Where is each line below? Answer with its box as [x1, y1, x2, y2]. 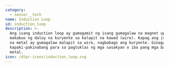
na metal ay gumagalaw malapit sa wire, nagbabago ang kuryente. [10, 40, 150, 45]
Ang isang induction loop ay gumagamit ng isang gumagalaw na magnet [10, 31, 158, 36]
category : [5, 7, 26, 13]
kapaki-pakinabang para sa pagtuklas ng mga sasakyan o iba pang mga [10, 45, 158, 50]
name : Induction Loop [5, 17, 51, 22]
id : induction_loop [5, 21, 46, 27]
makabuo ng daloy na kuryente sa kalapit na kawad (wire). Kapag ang [10, 36, 158, 41]
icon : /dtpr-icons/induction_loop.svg [5, 54, 87, 59]
